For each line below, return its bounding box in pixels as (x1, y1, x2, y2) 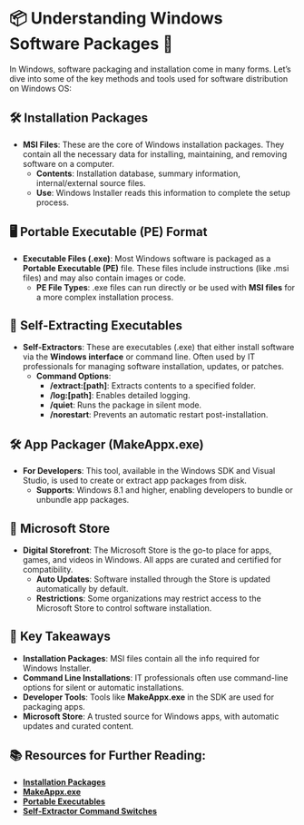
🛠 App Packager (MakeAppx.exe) (9, 437, 204, 452)
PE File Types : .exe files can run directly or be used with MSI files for (35, 281, 296, 292)
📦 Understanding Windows (9, 8, 223, 29)
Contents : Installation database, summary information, (35, 168, 240, 179)
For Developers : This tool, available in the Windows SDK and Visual (22, 466, 276, 476)
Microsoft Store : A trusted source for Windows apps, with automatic (22, 711, 279, 722)
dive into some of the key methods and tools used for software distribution (9, 73, 289, 83)
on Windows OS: (9, 83, 73, 93)
